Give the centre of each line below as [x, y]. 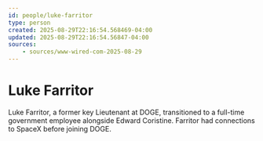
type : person [29, 23]
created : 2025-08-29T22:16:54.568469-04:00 [80, 30]
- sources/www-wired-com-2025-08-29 [82, 52]
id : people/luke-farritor [50, 15]
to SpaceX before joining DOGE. [60, 128]
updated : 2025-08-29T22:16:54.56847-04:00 [79, 37]
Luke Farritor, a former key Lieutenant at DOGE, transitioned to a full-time [126, 112]
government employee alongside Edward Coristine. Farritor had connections [131, 120]
